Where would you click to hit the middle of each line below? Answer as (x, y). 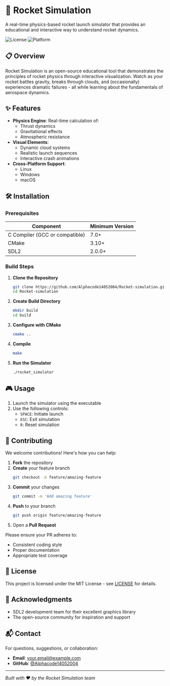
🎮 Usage (20, 389)
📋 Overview (25, 56)
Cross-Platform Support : (39, 164)
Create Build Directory (36, 301)
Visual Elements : (31, 142)
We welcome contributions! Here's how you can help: (61, 453)
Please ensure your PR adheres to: (41, 535)
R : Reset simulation (40, 425)
